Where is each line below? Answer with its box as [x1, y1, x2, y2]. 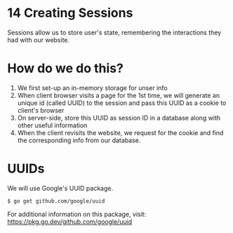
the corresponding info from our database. [17, 136, 141, 144]
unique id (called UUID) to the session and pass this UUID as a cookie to [17, 99, 227, 107]
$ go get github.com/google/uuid [7, 197, 105, 205]
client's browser [17, 106, 65, 114]
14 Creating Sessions [7, 5, 133, 21]
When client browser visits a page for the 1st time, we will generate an [17, 91, 220, 99]
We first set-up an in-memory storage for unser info [17, 83, 168, 92]
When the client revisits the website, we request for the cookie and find [17, 128, 224, 137]
